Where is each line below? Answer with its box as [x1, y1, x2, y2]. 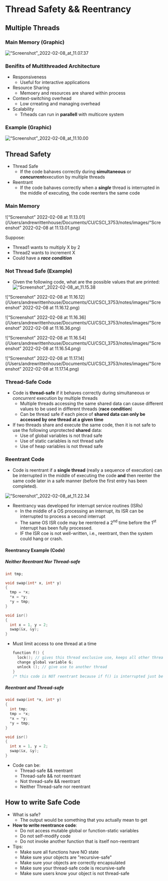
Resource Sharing [12, 84, 50, 91]
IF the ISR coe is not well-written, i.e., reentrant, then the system [20, 531, 153, 537]
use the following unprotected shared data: [12, 427, 102, 433]
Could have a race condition [12, 255, 72, 261]
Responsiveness [12, 74, 47, 80]
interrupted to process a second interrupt [20, 513, 106, 519]
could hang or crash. [20, 536, 63, 542]
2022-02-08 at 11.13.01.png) [22, 225, 80, 231]
